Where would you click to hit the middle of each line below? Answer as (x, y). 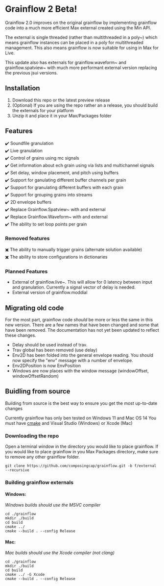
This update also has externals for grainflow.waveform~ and (66, 62)
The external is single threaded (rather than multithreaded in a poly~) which (81, 37)
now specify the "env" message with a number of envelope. (72, 360)
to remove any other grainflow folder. (42, 457)
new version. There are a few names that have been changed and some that (82, 325)
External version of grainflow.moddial (50, 293)
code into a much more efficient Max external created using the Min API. (78, 27)
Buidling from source (38, 391)
